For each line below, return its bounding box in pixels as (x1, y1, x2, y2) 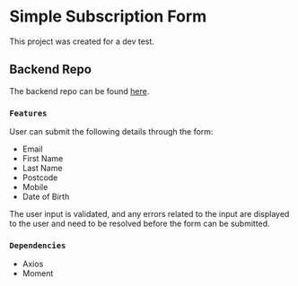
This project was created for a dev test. (9, 36, 155, 47)
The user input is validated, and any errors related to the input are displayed (9, 209, 290, 220)
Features (9, 108, 48, 118)
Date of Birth (22, 191, 70, 203)
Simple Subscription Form (9, 6, 207, 27)
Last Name (22, 163, 63, 174)
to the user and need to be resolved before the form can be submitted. (9, 218, 271, 230)
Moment (22, 268, 54, 279)
